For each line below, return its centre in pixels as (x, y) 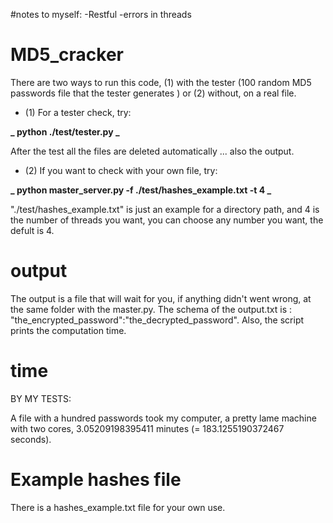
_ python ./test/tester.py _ (65, 131)
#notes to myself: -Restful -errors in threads (101, 14)
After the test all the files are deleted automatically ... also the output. (152, 151)
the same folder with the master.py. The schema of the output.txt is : (151, 309)
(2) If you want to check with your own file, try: (121, 170)
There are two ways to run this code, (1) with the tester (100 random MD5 (161, 82)
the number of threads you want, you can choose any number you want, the (167, 220)
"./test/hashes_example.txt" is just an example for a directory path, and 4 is (165, 209)
